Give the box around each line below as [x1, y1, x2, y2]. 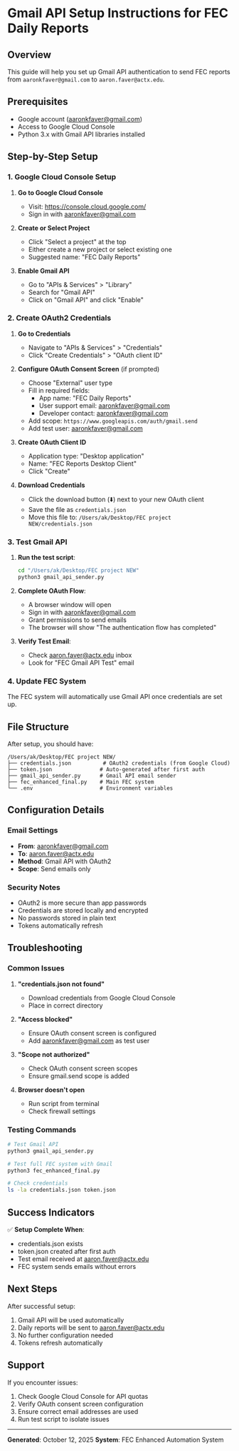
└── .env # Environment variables [7, 784, 174, 792]
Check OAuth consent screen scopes [28, 1064, 138, 1073]
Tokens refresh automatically [17, 1338, 103, 1347]
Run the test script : [17, 553, 76, 562]
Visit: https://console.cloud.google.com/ [28, 202, 147, 211]
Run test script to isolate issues [17, 1415, 110, 1423]
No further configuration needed [17, 1330, 114, 1340]
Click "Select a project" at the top [28, 237, 127, 246]
